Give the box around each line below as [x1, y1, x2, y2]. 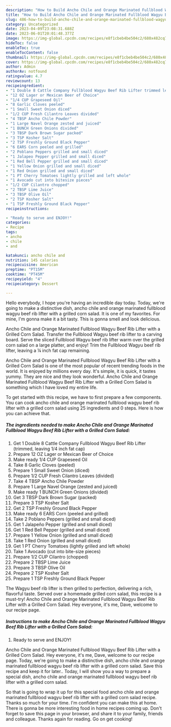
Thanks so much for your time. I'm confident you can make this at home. [6, 700, 158, 706]
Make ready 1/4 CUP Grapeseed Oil [13, 456, 88, 462]
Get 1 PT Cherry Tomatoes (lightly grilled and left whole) [13, 543, 131, 549]
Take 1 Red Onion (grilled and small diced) [13, 537, 101, 543]
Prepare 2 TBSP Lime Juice [13, 559, 71, 565]
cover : [6, 60, 20, 65]
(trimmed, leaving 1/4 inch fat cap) [13, 446, 85, 452]
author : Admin [6, 64, 36, 69]
